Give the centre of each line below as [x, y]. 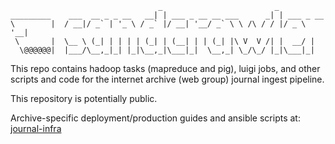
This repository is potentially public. [84, 98]
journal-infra [36, 128]
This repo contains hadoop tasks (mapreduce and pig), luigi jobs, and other [165, 68]
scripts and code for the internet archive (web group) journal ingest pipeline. [167, 79]
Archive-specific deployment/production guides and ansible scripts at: [155, 118]
